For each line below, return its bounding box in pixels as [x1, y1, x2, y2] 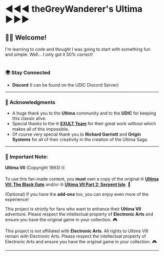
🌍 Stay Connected [5, 69, 50, 76]
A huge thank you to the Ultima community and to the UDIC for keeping [12, 110, 156, 116]
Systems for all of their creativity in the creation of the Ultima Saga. [12, 136, 148, 142]
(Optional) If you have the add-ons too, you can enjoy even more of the [5, 191, 149, 197]
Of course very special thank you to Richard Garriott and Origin [12, 131, 141, 137]
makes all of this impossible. [12, 126, 69, 132]
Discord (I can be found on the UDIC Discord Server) [12, 82, 119, 88]
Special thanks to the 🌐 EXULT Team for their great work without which [12, 120, 156, 126]
